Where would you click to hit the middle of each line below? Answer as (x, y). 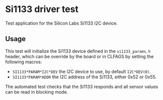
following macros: (24, 62)
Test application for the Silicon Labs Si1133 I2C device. (61, 23)
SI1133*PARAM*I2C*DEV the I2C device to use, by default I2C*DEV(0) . (82, 71)
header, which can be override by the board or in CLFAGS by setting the (79, 56)
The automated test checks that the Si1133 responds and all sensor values (82, 86)
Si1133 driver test (42, 9)
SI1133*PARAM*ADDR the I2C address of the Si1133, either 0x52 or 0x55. (85, 77)
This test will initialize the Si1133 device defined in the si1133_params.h (78, 51)
